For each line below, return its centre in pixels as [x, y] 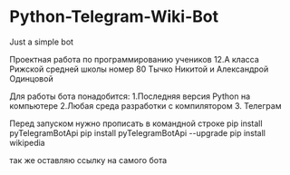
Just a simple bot [42, 42]
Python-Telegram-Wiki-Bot [114, 17]
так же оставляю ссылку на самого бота [88, 160]
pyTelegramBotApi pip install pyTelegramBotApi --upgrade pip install [137, 132]
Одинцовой [31, 78]
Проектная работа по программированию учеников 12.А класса [135, 59]
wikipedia [27, 142]
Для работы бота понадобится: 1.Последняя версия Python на [130, 96]
